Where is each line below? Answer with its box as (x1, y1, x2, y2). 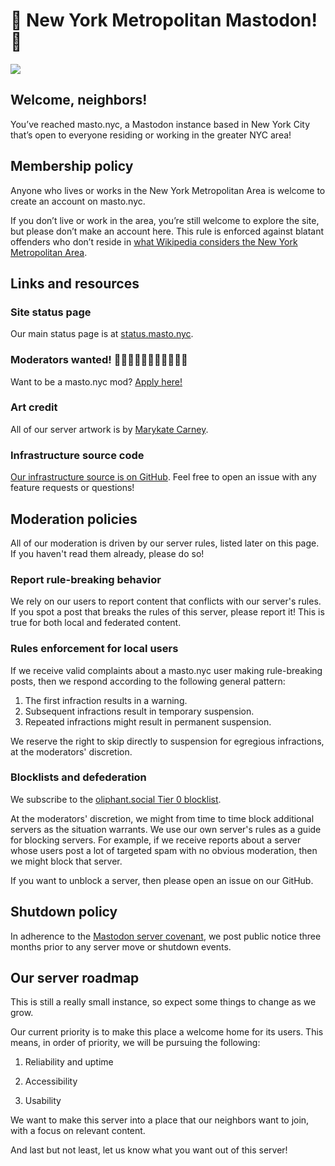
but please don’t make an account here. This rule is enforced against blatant (10, 225, 325, 237)
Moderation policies (10, 510, 138, 528)
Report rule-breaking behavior (10, 572, 162, 586)
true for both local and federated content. (10, 617, 182, 629)
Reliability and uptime (24, 1056, 114, 1068)
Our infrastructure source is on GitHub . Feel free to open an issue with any (10, 471, 317, 483)
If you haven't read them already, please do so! (10, 547, 205, 559)
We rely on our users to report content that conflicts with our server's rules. (10, 595, 322, 608)
